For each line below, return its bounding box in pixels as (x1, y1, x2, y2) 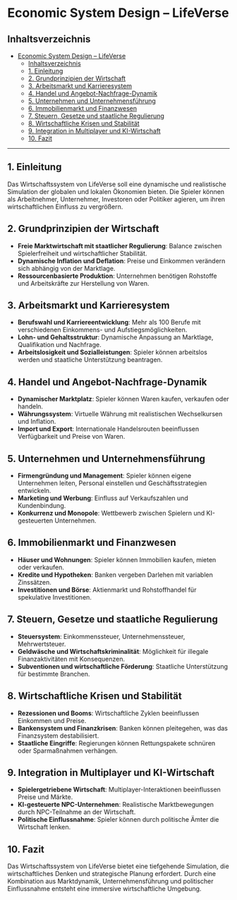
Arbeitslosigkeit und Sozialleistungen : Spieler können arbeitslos (17, 348, 208, 357)
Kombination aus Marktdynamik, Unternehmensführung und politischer (7, 877, 214, 886)
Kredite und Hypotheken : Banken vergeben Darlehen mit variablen (17, 570, 213, 579)
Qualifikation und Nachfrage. (17, 341, 102, 349)
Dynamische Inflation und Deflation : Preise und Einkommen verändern (17, 256, 226, 265)
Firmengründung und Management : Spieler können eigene (17, 471, 192, 480)
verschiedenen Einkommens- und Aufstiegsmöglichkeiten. (17, 326, 188, 334)
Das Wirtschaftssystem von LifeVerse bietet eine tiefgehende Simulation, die (7, 862, 229, 870)
